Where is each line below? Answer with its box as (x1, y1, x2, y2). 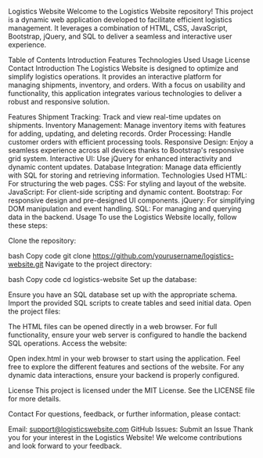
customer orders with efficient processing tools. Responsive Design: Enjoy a (8, 137, 254, 146)
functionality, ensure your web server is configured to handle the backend (8, 330, 247, 339)
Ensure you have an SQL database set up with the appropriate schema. (8, 290, 237, 299)
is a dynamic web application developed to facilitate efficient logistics (8, 15, 232, 24)
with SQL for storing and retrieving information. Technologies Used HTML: (8, 170, 248, 180)
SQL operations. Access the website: (8, 339, 128, 348)
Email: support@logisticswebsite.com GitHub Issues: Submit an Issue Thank (8, 424, 254, 434)
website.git (8, 259, 44, 269)
